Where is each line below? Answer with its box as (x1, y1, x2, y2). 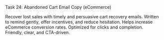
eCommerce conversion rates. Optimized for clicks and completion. (5, 24, 143, 30)
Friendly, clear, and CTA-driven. (5, 30, 71, 35)
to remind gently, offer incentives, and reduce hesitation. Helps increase (5, 19, 153, 25)
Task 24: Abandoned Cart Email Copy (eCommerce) (5, 4, 112, 10)
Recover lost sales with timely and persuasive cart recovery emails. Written (5, 14, 159, 19)
